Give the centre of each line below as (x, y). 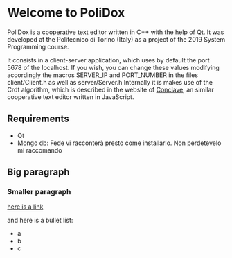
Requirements (38, 119)
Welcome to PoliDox (66, 13)
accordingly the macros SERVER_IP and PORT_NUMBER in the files (103, 75)
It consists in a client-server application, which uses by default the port (108, 60)
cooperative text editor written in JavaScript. (71, 97)
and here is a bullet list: (40, 221)
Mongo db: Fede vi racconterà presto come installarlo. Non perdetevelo (119, 143)
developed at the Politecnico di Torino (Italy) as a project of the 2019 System (116, 39)
